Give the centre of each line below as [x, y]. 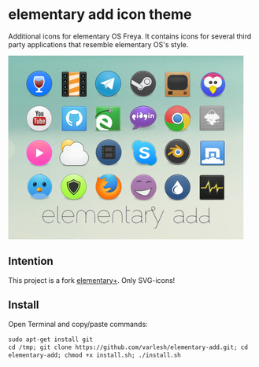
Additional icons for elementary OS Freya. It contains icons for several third [130, 36]
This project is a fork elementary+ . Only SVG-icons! [92, 280]
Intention [31, 261]
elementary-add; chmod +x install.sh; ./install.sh [94, 355]
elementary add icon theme [100, 15]
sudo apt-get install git [50, 339]
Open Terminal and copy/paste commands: [78, 324]
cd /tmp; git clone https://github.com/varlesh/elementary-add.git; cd [128, 347]
